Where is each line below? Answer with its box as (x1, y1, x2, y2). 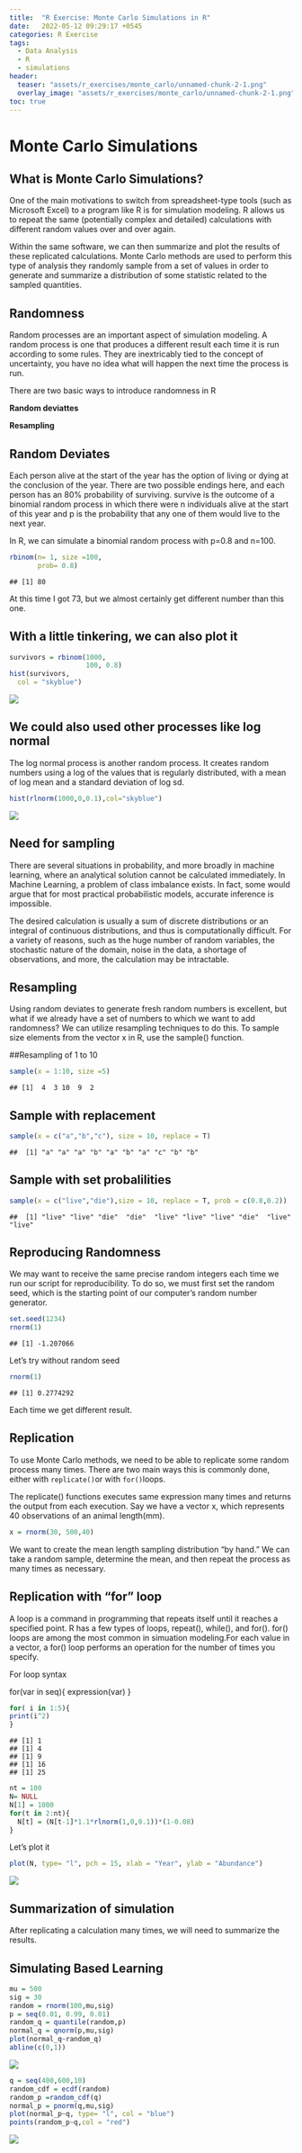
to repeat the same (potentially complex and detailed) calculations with (9, 214, 272, 225)
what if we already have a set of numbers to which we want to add (9, 1013, 256, 1024)
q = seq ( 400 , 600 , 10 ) (9, 2076, 87, 2085)
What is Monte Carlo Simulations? (9, 171, 204, 186)
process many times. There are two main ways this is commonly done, (9, 1464, 271, 1474)
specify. (9, 1651, 39, 1662)
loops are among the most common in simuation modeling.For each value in (9, 1632, 290, 1643)
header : (9, 72, 39, 81)
